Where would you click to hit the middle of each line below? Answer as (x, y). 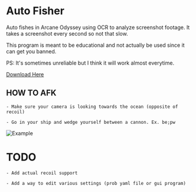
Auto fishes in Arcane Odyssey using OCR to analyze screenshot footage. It (98, 27)
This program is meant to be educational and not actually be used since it (95, 45)
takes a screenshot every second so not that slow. (67, 33)
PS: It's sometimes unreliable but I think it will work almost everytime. (90, 63)
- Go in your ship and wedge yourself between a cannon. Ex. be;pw (91, 122)
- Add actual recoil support (42, 173)
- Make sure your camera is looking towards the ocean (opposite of (92, 107)
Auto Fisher (35, 11)
